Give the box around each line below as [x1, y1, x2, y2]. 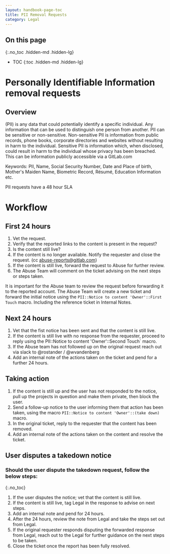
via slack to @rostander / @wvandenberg [12, 349, 100, 355]
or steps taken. [12, 273, 44, 279]
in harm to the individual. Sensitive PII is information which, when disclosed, [5, 143, 164, 149]
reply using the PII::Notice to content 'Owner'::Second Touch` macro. [12, 338, 157, 344]
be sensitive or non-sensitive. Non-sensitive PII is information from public [5, 132, 159, 138]
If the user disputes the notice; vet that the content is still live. [12, 494, 142, 500]
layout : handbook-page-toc [5, 7, 62, 13]
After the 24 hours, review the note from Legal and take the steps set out [12, 516, 165, 522]
